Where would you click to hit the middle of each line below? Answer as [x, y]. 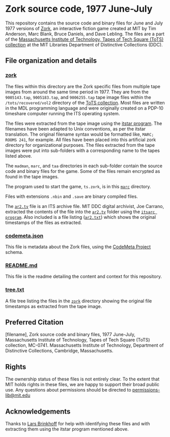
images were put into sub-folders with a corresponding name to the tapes [83, 150]
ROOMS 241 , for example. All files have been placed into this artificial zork [81, 139]
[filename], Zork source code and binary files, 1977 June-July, [70, 335]
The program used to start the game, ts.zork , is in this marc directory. [78, 186]
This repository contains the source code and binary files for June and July [84, 23]
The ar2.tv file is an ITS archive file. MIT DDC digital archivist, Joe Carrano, [85, 206]
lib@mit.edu [18, 395]
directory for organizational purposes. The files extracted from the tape [80, 145]
